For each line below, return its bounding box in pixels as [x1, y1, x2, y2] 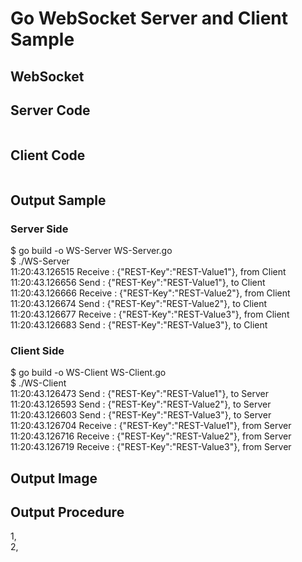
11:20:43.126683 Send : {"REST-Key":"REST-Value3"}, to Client [10, 318, 268, 331]
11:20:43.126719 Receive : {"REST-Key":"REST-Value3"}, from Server [10, 441, 292, 453]
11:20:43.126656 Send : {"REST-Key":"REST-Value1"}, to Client [10, 276, 266, 288]
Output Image [10, 470, 98, 487]
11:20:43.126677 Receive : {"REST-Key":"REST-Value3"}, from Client [10, 308, 290, 320]
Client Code [10, 147, 86, 164]
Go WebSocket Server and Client [10, 7, 289, 30]
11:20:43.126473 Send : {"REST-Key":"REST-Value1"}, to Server [10, 388, 269, 400]
